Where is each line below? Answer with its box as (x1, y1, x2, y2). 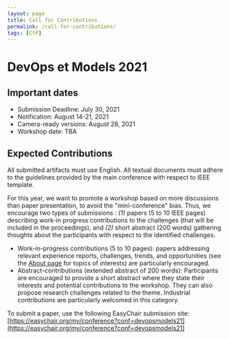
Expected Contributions (7, 147, 113, 159)
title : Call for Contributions (7, 17, 98, 24)
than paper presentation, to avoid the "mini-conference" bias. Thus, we (7, 202, 211, 210)
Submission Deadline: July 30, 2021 (17, 105, 120, 114)
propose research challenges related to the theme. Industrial (17, 288, 191, 297)
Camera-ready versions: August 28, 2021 (17, 120, 135, 128)
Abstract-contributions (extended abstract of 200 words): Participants (17, 266, 219, 275)
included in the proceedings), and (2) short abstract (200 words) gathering (7, 223, 222, 232)
